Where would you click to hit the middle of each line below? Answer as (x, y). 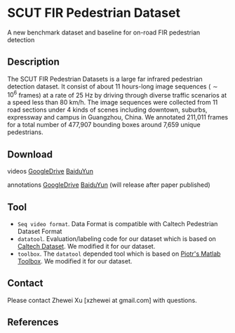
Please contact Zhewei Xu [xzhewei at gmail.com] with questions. (102, 300)
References (33, 322)
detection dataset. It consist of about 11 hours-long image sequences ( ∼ (113, 86)
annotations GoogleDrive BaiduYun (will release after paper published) (109, 185)
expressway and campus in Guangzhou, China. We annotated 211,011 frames (118, 117)
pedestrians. (25, 132)
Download (30, 154)
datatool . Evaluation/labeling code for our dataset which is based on (116, 239)
